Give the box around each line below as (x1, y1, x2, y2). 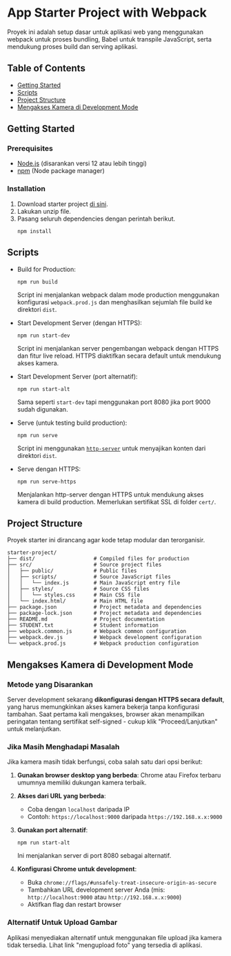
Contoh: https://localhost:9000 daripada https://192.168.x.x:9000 (27, 813, 223, 821)
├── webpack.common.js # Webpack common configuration (7, 628, 187, 635)
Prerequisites (7, 144, 53, 154)
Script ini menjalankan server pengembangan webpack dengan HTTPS (17, 344, 219, 352)
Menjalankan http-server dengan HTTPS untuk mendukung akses (17, 490, 204, 499)
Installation (7, 184, 46, 194)
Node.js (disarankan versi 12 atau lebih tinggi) (17, 159, 147, 167)
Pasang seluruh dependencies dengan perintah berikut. (17, 214, 176, 223)
